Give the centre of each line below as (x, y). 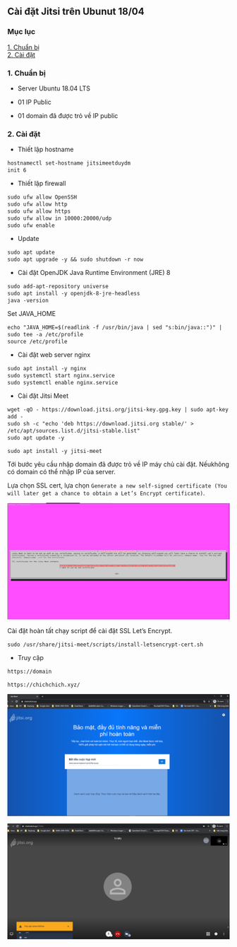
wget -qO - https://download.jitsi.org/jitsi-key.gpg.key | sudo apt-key (118, 410)
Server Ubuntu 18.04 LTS (54, 88)
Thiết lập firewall (42, 184)
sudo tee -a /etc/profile (45, 335)
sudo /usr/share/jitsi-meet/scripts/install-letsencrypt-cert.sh (105, 645)
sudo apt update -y (36, 438)
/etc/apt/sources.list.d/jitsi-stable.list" (74, 431)
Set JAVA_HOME (32, 314)
